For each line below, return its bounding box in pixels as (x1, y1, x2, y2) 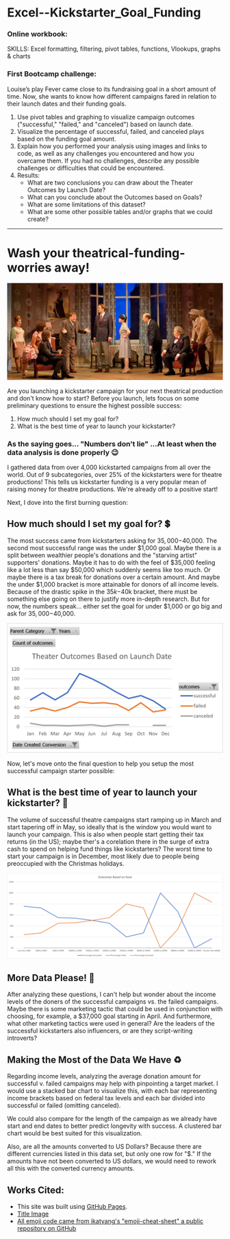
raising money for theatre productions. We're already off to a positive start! (7, 485, 218, 493)
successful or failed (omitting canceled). (7, 1101, 121, 1109)
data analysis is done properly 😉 (7, 447, 119, 457)
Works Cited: (7, 1184, 64, 1196)
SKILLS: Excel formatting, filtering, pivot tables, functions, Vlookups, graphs (7, 45, 221, 53)
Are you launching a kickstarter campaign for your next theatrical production (7, 386, 223, 395)
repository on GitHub (16, 1225, 77, 1233)
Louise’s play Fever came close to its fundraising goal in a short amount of (7, 84, 216, 93)
